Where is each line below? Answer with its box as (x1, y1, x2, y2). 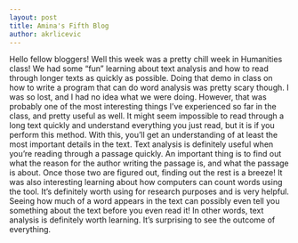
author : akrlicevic (9, 29, 82, 38)
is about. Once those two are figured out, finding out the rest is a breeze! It (9, 167, 283, 178)
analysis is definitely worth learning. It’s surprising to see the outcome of (9, 215, 276, 225)
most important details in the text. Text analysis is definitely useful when (9, 139, 274, 150)
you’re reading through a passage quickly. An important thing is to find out (9, 149, 282, 159)
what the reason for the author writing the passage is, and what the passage (9, 158, 289, 169)
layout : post (9, 12, 58, 22)
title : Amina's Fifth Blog (9, 21, 109, 30)
